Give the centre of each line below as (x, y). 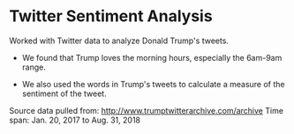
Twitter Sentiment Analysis (111, 16)
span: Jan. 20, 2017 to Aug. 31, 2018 (75, 120)
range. (34, 67)
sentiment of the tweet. (64, 93)
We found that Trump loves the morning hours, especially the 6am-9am (152, 57)
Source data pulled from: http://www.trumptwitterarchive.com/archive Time (147, 110)
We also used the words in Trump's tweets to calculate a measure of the (153, 84)
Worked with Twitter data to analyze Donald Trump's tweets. (119, 41)
